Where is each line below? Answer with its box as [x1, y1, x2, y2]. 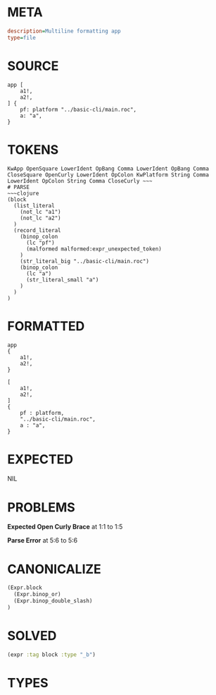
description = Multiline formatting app [7, 28, 121, 35]
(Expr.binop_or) [13, 591, 61, 598]
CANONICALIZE [7, 561, 102, 577]
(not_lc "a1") [20, 208, 61, 215]
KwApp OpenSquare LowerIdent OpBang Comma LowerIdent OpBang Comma [7, 165, 210, 172]
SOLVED [7, 628, 57, 643]
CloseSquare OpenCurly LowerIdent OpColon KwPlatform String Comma [7, 171, 210, 179]
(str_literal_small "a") [25, 276, 99, 283]
